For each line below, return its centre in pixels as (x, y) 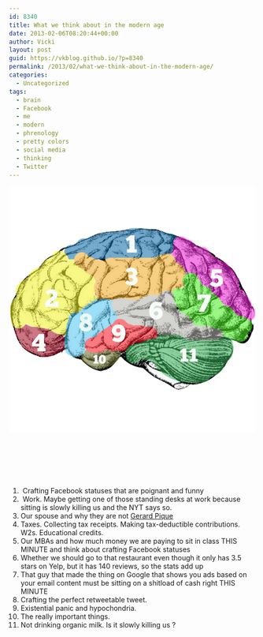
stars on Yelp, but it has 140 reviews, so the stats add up (112, 566)
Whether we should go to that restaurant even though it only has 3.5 (131, 558)
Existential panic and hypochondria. (78, 609)
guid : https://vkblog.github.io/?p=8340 (76, 58)
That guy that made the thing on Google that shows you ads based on (133, 575)
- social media (41, 150)
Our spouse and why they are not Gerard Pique (97, 516)
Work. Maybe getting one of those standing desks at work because (131, 499)
